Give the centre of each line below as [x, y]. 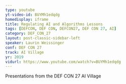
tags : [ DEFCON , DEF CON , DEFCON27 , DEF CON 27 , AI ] [61, 29]
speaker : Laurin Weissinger [35, 43]
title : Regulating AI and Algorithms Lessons [54, 24]
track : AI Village [25, 52]
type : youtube [20, 10]
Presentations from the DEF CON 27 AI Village [53, 76]
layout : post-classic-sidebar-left [43, 38]
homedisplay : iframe [27, 19]
